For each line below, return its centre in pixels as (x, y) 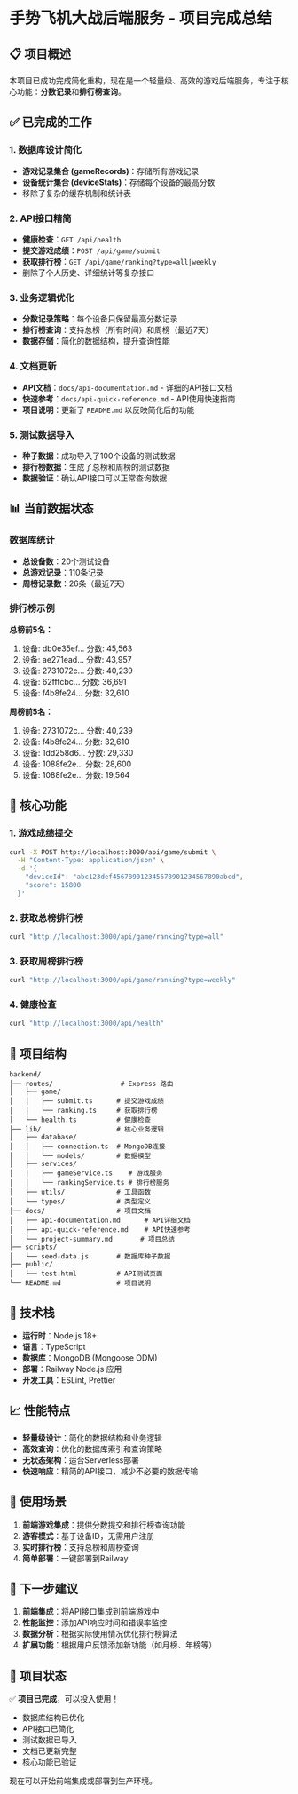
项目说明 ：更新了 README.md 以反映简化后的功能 (108, 409)
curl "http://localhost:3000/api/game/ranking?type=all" (117, 937)
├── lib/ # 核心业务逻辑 (86, 1130)
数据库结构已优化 (53, 1718)
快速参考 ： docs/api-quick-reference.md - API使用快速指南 (129, 398)
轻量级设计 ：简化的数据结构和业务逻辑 (92, 1437)
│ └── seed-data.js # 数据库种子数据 (90, 1257)
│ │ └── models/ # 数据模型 (80, 1156)
